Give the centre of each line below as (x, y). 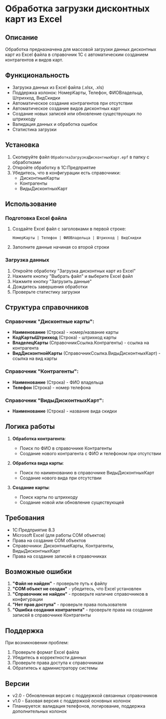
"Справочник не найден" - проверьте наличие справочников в (80, 594)
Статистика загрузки (34, 129)
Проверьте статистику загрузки (46, 292)
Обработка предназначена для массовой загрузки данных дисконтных (81, 49)
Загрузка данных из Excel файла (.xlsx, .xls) (58, 87)
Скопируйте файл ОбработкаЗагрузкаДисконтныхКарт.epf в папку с (81, 157)
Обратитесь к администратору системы (55, 668)
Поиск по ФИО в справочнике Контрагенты (66, 448)
